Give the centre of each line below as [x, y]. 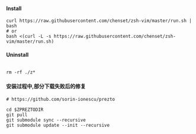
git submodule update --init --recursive [58, 125]
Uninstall [17, 55]
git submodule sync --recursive [46, 120]
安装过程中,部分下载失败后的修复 [46, 86]
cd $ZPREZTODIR [25, 110]
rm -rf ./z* [21, 72]
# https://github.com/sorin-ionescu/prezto [61, 99]
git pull [17, 115]
